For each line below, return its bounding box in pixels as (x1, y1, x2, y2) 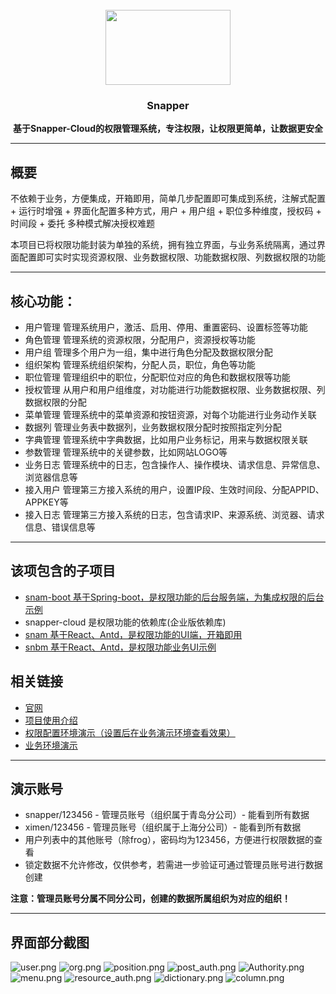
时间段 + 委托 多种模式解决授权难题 (10, 218, 156, 230)
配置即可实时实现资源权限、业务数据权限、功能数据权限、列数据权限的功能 (18, 251, 326, 263)
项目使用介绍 (24, 714, 78, 726)
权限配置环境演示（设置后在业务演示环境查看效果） (24, 726, 236, 738)
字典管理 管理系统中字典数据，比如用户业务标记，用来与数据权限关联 (24, 433, 308, 445)
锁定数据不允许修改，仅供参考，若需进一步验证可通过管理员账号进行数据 (24, 859, 323, 871)
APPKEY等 (24, 496, 69, 508)
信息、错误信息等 (24, 521, 96, 533)
